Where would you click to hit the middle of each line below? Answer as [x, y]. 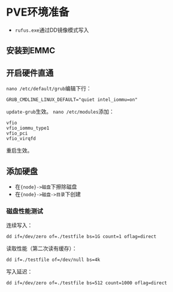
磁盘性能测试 [25, 211]
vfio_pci [17, 133]
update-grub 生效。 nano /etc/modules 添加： [60, 112]
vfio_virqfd [21, 139]
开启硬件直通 [30, 73]
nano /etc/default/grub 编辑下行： [49, 89]
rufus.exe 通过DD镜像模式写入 [52, 30]
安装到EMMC [31, 51]
